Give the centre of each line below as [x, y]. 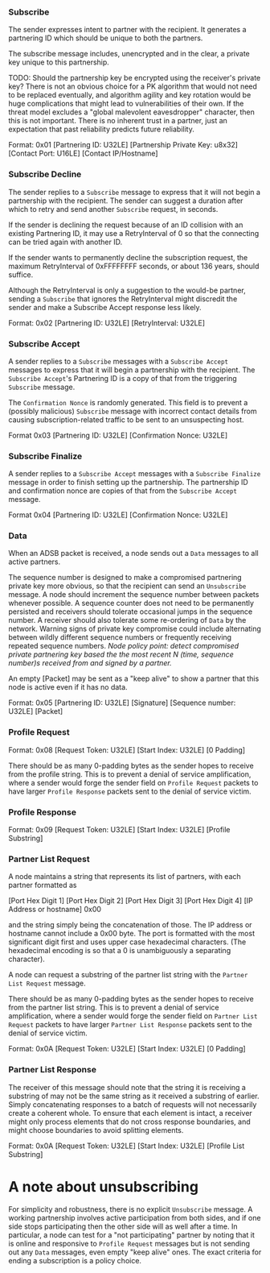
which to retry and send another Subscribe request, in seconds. [113, 209]
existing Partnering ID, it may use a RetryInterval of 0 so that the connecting [134, 233]
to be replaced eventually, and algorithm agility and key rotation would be [130, 95]
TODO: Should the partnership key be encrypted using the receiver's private [135, 78]
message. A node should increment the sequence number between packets [134, 595]
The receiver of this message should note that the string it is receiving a [127, 1087]
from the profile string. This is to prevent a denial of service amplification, [130, 774]
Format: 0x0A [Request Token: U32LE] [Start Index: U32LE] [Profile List [127, 1146]
